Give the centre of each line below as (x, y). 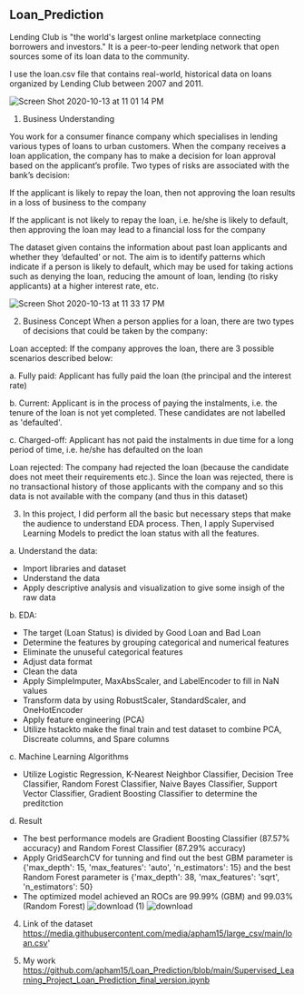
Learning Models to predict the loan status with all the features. (141, 533)
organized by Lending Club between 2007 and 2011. (107, 83)
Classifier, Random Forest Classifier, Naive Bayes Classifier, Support (150, 783)
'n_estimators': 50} (58, 887)
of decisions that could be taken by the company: (115, 330)
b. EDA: (24, 615)
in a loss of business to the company (78, 202)
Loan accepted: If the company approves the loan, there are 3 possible (142, 348)
